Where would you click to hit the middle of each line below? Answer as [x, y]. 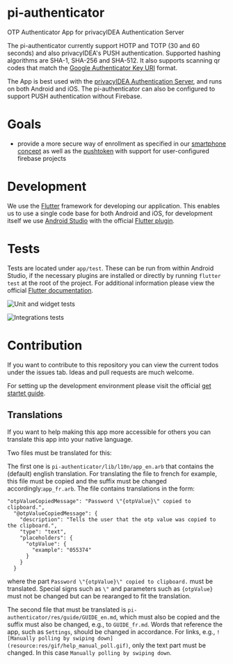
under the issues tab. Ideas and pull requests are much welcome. [101, 372]
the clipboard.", [32, 525]
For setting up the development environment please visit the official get [109, 385]
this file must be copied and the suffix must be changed [87, 481]
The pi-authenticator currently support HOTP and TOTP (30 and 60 [104, 45]
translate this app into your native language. [70, 439]
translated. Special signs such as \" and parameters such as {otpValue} [110, 588]
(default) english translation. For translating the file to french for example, [112, 473]
